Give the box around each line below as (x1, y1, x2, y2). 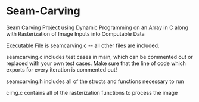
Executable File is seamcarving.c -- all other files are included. (6, 42, 160, 49)
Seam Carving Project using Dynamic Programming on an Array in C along (6, 24, 189, 31)
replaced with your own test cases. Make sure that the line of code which (6, 60, 186, 67)
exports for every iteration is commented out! (6, 66, 117, 73)
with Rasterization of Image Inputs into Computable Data (6, 30, 145, 37)
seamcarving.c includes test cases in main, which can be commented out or (6, 53, 194, 60)
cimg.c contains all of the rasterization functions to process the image (6, 89, 178, 96)
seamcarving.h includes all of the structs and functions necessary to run (6, 78, 184, 85)
